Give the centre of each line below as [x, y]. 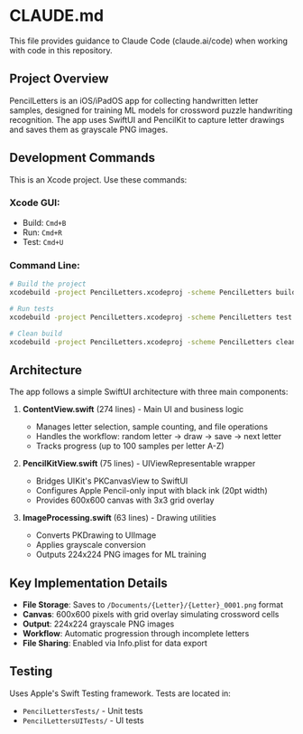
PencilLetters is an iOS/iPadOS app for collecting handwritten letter [134, 100]
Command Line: [45, 265]
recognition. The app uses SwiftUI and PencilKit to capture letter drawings [147, 119]
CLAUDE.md [57, 16]
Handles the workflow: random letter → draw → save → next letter [159, 437]
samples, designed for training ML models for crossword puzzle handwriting [151, 110]
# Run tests [32, 308]
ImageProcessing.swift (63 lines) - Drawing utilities [119, 518]
